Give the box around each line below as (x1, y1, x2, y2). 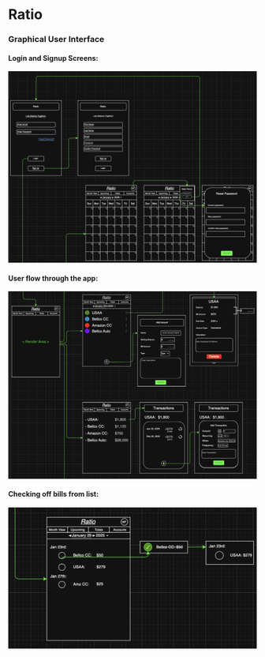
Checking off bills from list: (8, 490, 99, 499)
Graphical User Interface (8, 34, 105, 45)
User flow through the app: (8, 273, 99, 283)
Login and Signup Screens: (8, 53, 99, 62)
